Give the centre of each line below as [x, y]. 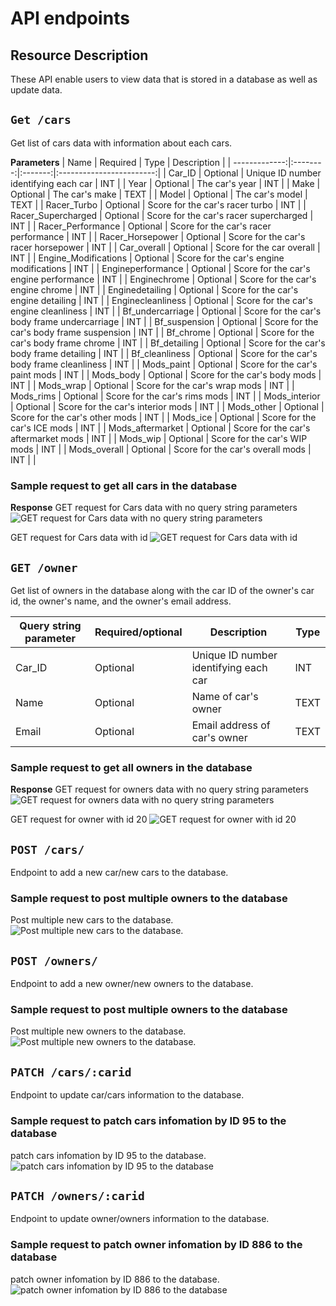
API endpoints [70, 18]
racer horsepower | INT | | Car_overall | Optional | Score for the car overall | [165, 247]
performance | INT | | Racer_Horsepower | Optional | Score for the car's [158, 236]
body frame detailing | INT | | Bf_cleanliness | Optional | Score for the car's [164, 353]
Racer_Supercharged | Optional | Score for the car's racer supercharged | [162, 215]
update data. [36, 90]
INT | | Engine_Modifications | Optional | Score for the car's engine [147, 258]
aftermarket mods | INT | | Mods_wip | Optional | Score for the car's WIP [159, 438]
